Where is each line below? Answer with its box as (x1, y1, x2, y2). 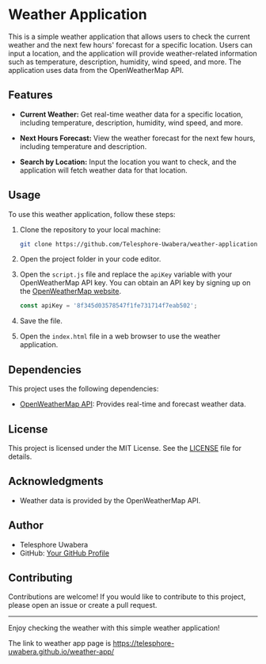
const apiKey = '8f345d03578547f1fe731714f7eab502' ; (19, 302, 198, 310)
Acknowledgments (8, 475, 104, 488)
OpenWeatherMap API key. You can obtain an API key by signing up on (19, 278, 251, 288)
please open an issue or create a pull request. (8, 601, 158, 610)
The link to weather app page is (8, 639, 112, 648)
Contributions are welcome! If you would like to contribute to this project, (8, 592, 246, 601)
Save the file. (19, 316, 63, 326)
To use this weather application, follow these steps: (8, 209, 176, 219)
